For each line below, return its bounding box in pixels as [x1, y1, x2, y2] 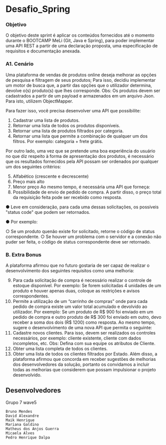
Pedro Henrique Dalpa [5, 435, 50, 440]
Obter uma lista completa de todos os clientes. [12, 346, 108, 352]
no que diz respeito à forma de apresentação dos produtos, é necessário [5, 153, 155, 159]
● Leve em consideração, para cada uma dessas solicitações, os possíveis [5, 204, 159, 210]
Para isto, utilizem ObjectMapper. [5, 98, 74, 104]
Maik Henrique [5, 417, 35, 423]
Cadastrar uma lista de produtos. [12, 117, 80, 123]
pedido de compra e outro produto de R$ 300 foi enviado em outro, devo [12, 314, 162, 320]
